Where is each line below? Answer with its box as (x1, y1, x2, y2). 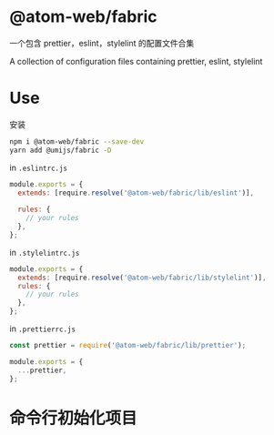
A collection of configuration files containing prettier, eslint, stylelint (9, 56, 263, 66)
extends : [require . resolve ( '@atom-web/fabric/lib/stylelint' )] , (17, 273, 267, 282)
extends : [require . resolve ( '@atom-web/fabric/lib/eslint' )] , (17, 188, 255, 197)
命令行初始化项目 (9, 408, 138, 429)
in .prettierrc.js (9, 323, 76, 334)
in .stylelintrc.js (9, 247, 80, 258)
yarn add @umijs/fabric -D (9, 146, 112, 155)
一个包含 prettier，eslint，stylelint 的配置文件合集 (9, 37, 195, 48)
